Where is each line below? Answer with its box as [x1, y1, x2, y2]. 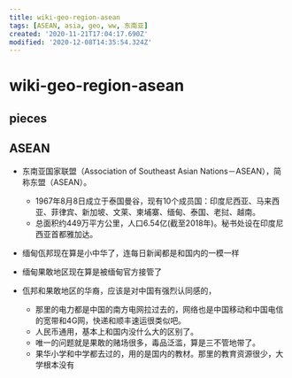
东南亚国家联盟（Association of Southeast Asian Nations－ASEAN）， [21, 166, 274, 176]
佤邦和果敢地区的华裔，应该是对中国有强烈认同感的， [21, 285, 217, 296]
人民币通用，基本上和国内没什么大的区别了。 [35, 326, 199, 336]
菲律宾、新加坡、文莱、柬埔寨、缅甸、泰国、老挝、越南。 [50, 206, 261, 217]
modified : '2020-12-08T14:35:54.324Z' [9, 37, 152, 47]
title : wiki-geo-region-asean [9, 12, 121, 22]
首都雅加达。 [50, 228, 98, 239]
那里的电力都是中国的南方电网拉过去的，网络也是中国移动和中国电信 [35, 304, 284, 314]
